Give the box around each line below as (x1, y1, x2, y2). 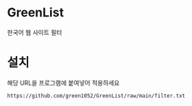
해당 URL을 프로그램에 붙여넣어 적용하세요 (7, 79, 120, 87)
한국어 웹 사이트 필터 (7, 28, 62, 36)
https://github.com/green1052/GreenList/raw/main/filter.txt (7, 92, 186, 99)
